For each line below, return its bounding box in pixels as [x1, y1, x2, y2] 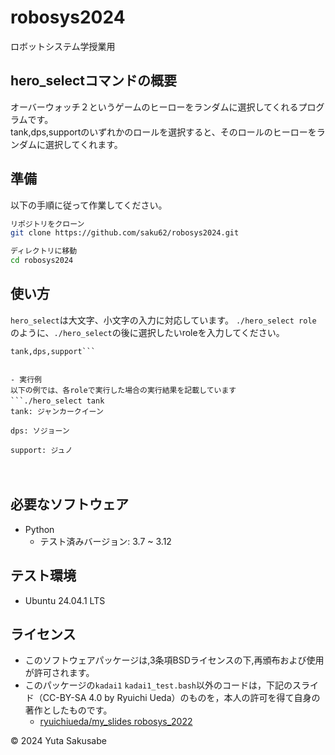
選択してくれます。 [44, 138, 123, 150]
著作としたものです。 [24, 704, 113, 716]
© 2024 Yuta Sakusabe [10, 735, 107, 747]
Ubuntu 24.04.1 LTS [24, 594, 106, 606]
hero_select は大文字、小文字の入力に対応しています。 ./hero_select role [10, 314, 317, 326]
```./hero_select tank [10, 396, 105, 406]
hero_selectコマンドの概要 [10, 72, 178, 90]
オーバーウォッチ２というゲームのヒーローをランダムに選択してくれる [10, 101, 299, 113]
